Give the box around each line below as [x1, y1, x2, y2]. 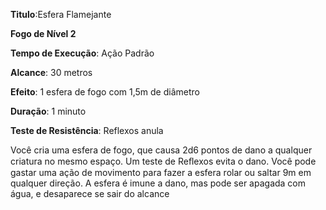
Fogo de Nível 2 [10, 28, 77, 39]
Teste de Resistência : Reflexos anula [10, 125, 164, 136]
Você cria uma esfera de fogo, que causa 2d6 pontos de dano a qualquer [10, 144, 313, 156]
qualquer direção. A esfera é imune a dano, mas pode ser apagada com [10, 177, 307, 189]
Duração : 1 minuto [10, 105, 87, 117]
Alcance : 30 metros [10, 67, 93, 78]
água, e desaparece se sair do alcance [10, 188, 170, 199]
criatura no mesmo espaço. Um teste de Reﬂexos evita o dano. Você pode [10, 155, 317, 167]
